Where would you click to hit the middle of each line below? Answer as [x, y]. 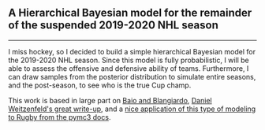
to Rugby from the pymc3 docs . [60, 117]
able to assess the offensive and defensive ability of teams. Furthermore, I [129, 68]
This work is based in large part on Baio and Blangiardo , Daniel [110, 100]
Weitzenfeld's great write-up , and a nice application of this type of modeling [132, 109]
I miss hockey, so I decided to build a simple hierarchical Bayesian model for [132, 51]
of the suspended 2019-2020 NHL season [114, 26]
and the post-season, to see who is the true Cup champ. [100, 85]
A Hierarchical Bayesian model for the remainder [130, 13]
